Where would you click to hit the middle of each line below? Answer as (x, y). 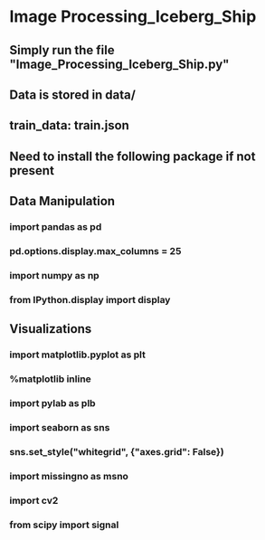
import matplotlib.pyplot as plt (78, 355)
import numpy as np (54, 275)
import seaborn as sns (60, 427)
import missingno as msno (69, 476)
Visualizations (51, 329)
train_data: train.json (69, 125)
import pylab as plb (53, 403)
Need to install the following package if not (132, 156)
